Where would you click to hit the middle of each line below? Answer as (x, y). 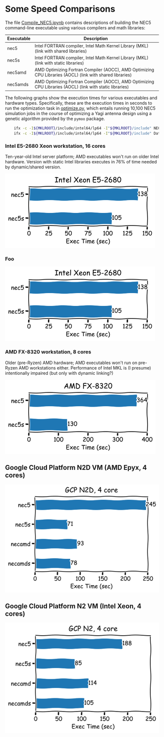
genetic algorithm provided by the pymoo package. (55, 118)
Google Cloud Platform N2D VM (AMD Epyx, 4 (76, 468)
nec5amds (18, 84)
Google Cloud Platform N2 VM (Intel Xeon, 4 (73, 606)
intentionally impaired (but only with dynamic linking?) (59, 373)
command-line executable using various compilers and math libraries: (75, 27)
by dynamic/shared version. (33, 167)
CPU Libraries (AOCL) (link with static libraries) (82, 87)
